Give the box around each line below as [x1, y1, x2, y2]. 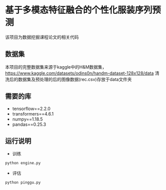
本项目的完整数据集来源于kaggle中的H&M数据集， [5, 64, 107, 70]
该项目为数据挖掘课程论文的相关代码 [5, 34, 79, 40]
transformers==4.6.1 [12, 111, 54, 116]
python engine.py [5, 161, 41, 166]
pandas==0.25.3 [12, 121, 46, 127]
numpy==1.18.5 [12, 116, 43, 122]
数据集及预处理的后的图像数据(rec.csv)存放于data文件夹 [18, 76, 132, 82]
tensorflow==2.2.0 [12, 106, 51, 112]
